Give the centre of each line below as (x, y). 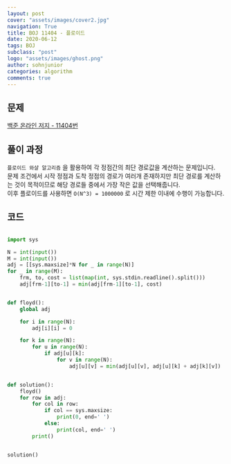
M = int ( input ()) (32, 259)
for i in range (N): (48, 322)
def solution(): (30, 384)
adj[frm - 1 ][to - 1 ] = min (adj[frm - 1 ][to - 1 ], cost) (91, 284)
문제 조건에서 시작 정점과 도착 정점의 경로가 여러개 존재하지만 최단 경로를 (105, 176)
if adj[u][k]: (64, 353)
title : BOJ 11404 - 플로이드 (46, 33)
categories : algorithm (40, 71)
